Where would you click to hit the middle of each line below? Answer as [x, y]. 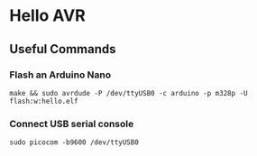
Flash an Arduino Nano [60, 75]
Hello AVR [47, 16]
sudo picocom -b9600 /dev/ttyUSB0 [74, 142]
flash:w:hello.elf [44, 101]
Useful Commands [63, 49]
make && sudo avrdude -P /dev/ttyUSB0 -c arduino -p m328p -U [128, 93]
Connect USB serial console [72, 124]
